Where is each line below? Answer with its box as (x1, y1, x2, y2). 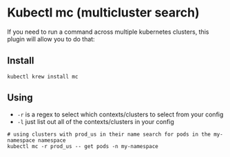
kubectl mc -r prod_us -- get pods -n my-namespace (7, 143, 158, 149)
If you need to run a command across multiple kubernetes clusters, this (7, 28, 209, 36)
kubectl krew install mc (7, 73, 79, 80)
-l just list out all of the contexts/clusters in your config (17, 117, 174, 125)
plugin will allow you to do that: (7, 34, 95, 43)
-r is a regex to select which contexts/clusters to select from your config (17, 110, 224, 118)
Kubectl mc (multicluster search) (7, 5, 200, 21)
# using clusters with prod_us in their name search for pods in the (7, 131, 211, 138)
